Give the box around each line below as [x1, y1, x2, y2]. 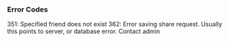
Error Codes [7, 5, 48, 14]
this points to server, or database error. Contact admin [7, 27, 160, 35]
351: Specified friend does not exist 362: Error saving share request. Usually [7, 20, 223, 28]
